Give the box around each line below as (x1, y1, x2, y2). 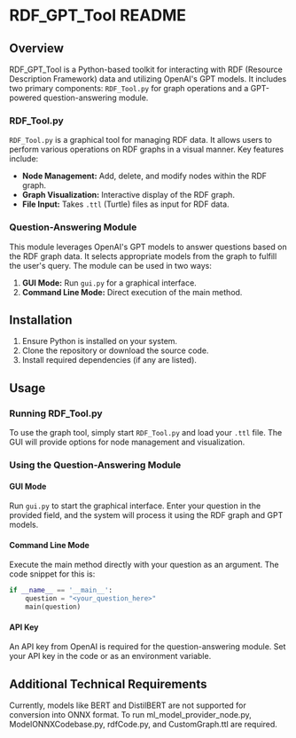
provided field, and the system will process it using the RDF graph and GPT (9, 510, 284, 521)
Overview (9, 41, 65, 56)
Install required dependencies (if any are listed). (21, 355, 198, 365)
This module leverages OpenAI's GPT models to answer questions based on (9, 241, 287, 252)
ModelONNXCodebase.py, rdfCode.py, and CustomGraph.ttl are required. (9, 719, 277, 730)
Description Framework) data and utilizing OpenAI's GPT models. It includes (9, 74, 287, 84)
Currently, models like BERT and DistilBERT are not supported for (9, 700, 246, 711)
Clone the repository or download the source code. (21, 345, 209, 356)
